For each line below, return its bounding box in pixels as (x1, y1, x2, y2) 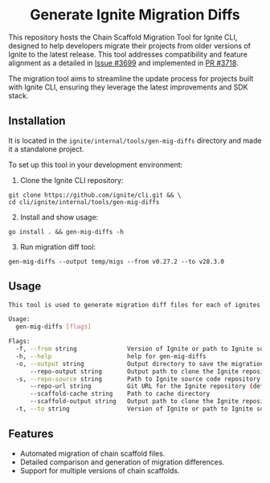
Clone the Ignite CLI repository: (19, 175, 124, 185)
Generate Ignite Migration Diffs (29, 6, 241, 24)
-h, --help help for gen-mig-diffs (15, 352, 207, 360)
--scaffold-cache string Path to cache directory (29, 389, 211, 398)
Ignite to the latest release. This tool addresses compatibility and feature (8, 49, 247, 59)
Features (8, 427, 54, 441)
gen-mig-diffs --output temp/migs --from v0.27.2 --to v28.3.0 (8, 257, 225, 265)
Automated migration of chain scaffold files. (19, 448, 166, 458)
